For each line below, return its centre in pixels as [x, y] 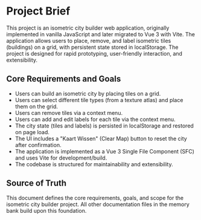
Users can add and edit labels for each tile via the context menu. [95, 119]
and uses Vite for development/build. [61, 158]
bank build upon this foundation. [46, 210]
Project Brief [38, 11]
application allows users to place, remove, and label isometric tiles [89, 40]
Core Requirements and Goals [64, 79]
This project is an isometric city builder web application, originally [88, 28]
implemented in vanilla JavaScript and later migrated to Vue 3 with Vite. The [101, 34]
